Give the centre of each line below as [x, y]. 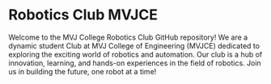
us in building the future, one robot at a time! [83, 71]
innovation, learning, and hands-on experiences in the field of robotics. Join [135, 63]
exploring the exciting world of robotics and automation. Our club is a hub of [135, 54]
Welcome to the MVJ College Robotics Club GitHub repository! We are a [128, 37]
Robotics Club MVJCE [83, 15]
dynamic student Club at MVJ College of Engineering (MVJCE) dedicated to [134, 45]
